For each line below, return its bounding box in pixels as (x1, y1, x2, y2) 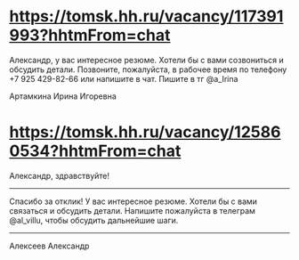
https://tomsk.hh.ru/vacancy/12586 (9, 122, 281, 142)
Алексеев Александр (9, 240, 90, 251)
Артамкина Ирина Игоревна (9, 91, 117, 102)
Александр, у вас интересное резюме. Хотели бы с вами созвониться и (9, 54, 285, 65)
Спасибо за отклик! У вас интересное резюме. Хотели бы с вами (9, 196, 258, 207)
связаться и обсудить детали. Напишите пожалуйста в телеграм (9, 205, 256, 215)
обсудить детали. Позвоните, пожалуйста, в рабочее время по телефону (9, 64, 287, 75)
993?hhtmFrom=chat (9, 25, 171, 45)
